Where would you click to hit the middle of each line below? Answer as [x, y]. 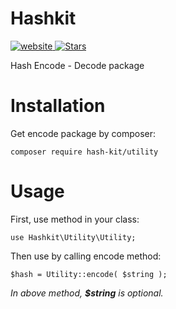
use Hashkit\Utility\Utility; [73, 237]
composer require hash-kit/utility [84, 152]
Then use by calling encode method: [86, 256]
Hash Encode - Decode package [77, 65]
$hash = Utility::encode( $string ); [89, 274]
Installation [58, 106]
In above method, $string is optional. [87, 293]
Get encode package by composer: [83, 133]
